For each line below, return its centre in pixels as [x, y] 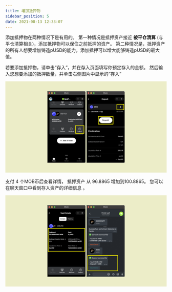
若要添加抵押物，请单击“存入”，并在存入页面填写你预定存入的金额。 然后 [82, 68]
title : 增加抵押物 [23, 11]
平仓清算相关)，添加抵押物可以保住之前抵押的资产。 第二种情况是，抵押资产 [85, 44]
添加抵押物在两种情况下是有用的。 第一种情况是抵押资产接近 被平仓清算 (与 [84, 37]
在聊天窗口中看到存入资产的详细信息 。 [46, 188]
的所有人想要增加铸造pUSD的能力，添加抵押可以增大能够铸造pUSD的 [78, 50]
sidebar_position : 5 [27, 16]
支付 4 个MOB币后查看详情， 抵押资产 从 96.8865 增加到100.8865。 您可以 [84, 181]
